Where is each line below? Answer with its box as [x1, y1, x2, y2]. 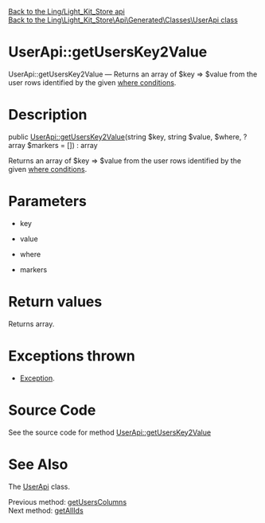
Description [8, 106, 88, 124]
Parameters [8, 193, 88, 210]
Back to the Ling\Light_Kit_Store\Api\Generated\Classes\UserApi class [8, 15, 239, 25]
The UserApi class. [8, 482, 70, 491]
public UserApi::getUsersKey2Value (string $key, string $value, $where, [8, 131, 242, 142]
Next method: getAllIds [8, 505, 84, 515]
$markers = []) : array [27, 140, 98, 150]
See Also [8, 455, 68, 473]
